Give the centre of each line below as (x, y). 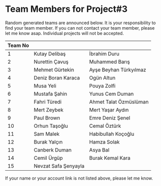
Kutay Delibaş (50, 54)
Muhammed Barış (110, 62)
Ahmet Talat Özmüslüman (119, 102)
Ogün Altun (102, 77)
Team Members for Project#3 (66, 9)
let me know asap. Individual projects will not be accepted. (64, 33)
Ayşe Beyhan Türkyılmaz (118, 70)
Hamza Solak (104, 142)
